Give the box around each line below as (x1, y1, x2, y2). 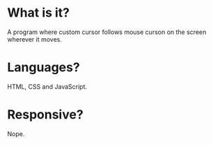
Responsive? (7, 107, 84, 123)
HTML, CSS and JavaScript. (7, 82, 88, 91)
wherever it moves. (7, 35, 63, 43)
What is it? (7, 5, 70, 21)
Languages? (7, 60, 80, 76)
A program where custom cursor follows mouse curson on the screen (7, 28, 207, 36)
